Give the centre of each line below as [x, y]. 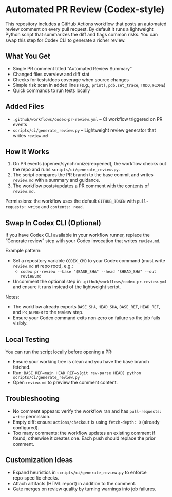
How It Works [27, 151]
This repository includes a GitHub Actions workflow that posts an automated [86, 24]
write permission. [32, 416]
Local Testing [27, 339]
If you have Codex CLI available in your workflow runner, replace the [78, 235]
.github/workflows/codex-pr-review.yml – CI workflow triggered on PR [88, 119]
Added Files [25, 107]
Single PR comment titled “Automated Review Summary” [72, 68]
